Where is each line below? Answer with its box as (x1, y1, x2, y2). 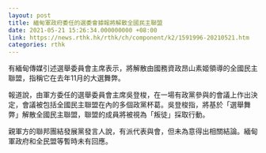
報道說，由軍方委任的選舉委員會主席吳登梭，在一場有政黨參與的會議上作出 (8, 90, 251, 99)
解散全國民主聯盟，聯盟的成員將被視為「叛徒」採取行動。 (21, 110, 210, 119)
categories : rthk (8, 41, 66, 49)
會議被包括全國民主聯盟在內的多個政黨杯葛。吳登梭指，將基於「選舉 (21, 100, 244, 110)
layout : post (8, 11, 51, 20)
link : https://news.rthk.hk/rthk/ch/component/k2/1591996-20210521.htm (8, 33, 249, 42)
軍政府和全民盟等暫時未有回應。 (8, 136, 112, 146)
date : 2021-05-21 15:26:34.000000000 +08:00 (8, 26, 158, 34)
